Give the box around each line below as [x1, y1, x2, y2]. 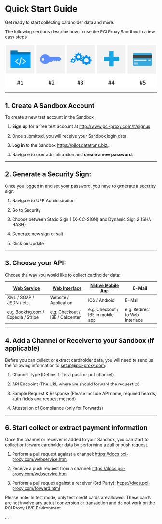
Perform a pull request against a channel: [12, 451, 94, 457]
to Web [125, 311, 139, 318]
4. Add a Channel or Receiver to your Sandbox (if [5, 337, 154, 345]
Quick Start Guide [5, 3, 78, 15]
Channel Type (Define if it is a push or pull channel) [12, 371, 114, 377]
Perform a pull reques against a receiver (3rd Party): [12, 480, 116, 486]
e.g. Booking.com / [7, 309, 45, 315]
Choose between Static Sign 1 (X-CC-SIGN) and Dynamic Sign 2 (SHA [12, 216, 151, 222]
